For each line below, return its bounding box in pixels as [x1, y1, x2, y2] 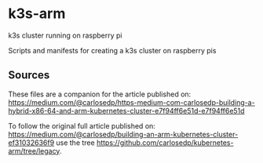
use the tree [56, 138, 96, 147]
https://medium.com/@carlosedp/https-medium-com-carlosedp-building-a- [8, 97, 255, 107]
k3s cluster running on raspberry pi [8, 31, 122, 40]
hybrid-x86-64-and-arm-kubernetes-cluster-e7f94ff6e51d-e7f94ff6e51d [8, 106, 245, 115]
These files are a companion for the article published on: [8, 89, 192, 99]
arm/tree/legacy [8, 146, 60, 155]
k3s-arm [8, 5, 66, 23]
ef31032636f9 [8, 138, 55, 147]
